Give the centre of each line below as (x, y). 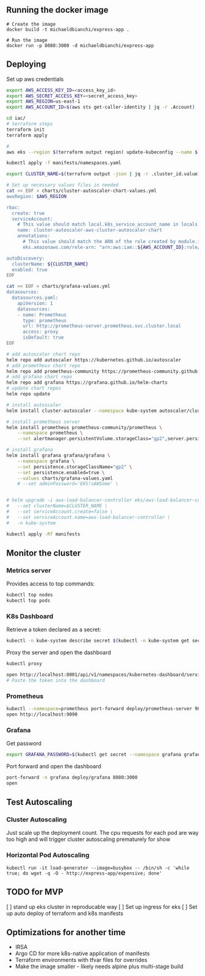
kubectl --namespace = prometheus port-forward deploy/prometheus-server (99, 709)
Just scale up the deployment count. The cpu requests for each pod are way (103, 833)
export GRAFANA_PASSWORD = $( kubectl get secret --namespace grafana (94, 755)
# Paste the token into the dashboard (56, 680)
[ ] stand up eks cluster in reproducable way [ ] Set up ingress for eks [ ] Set (102, 906)
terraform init (26, 130)
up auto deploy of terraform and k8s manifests (65, 913)
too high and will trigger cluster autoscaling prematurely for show (88, 839)
